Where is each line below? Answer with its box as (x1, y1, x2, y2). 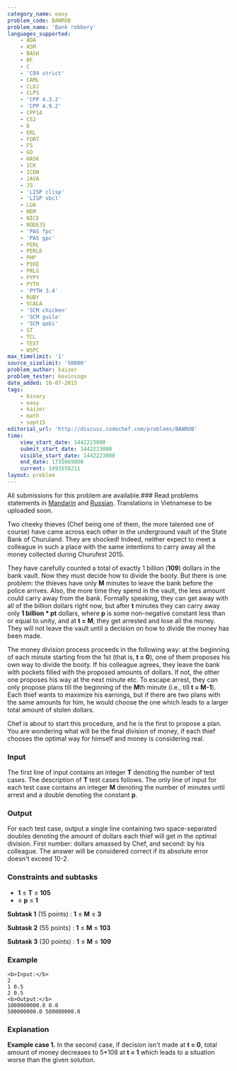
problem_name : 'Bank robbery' (7, 23, 97, 30)
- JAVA (20, 175, 40, 182)
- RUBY (20, 293, 40, 301)
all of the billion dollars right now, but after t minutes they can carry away (7, 601, 221, 610)
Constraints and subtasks (7, 873, 98, 882)
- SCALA (20, 301, 42, 308)
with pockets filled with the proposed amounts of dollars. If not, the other (7, 668, 220, 676)
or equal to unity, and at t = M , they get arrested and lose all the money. (7, 616, 216, 624)
